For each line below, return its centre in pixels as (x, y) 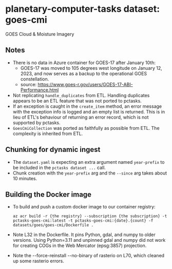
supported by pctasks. (36, 122)
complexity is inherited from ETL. (48, 133)
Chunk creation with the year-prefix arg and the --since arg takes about (90, 173)
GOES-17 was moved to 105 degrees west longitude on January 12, (91, 68)
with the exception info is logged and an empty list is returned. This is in (89, 111)
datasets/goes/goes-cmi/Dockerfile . (53, 225)
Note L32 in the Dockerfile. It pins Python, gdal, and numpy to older (84, 235)
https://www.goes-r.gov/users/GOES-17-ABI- (85, 84)
